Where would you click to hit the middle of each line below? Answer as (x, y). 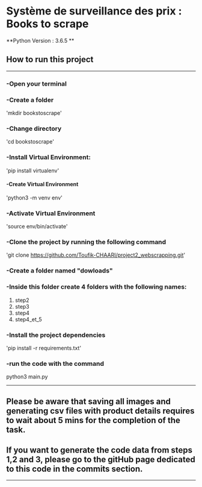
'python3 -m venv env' (35, 198)
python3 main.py (27, 377)
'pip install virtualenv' (33, 171)
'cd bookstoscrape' (30, 142)
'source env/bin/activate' (37, 227)
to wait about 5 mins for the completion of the (93, 420)
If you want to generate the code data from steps (99, 450)
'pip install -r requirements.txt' (44, 348)
